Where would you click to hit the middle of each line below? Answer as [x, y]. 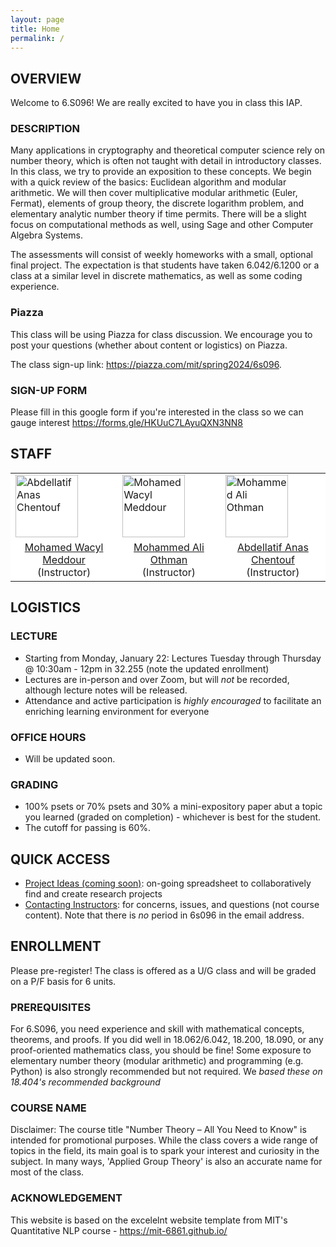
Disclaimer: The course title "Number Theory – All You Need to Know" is [158, 1130]
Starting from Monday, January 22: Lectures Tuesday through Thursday [173, 658]
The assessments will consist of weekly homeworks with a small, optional [161, 255]
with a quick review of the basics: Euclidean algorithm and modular [148, 182]
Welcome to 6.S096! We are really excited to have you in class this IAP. [156, 103]
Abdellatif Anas [272, 547]
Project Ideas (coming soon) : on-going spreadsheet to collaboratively [168, 883]
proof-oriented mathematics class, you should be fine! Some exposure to [161, 1050]
